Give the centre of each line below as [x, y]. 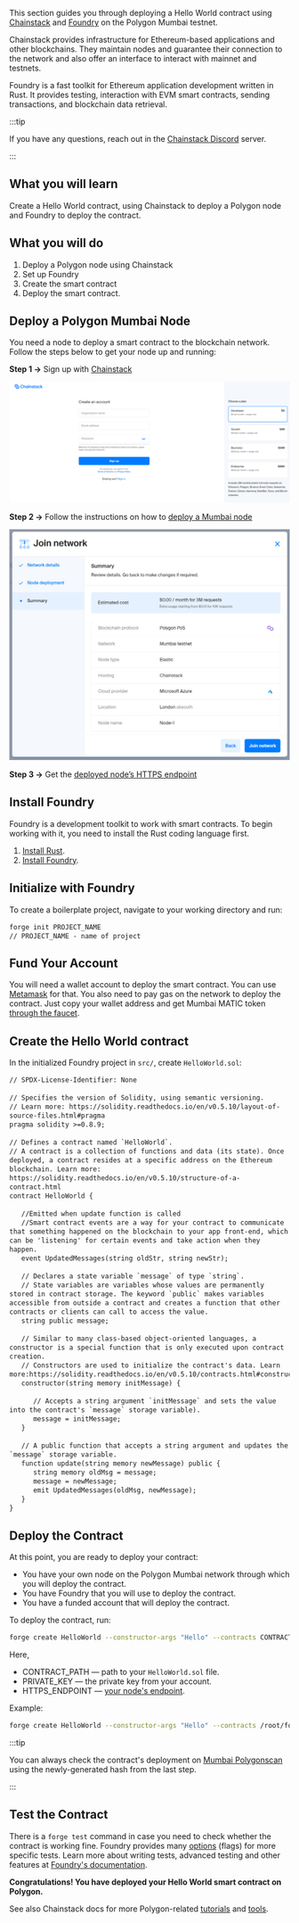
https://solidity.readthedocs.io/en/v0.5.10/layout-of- [174, 1107]
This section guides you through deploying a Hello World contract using [141, 13]
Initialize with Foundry [72, 888]
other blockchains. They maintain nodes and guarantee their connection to [146, 49]
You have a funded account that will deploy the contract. [125, 1602]
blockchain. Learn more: [55, 1169]
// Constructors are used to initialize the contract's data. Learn [150, 1366]
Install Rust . [43, 850]
